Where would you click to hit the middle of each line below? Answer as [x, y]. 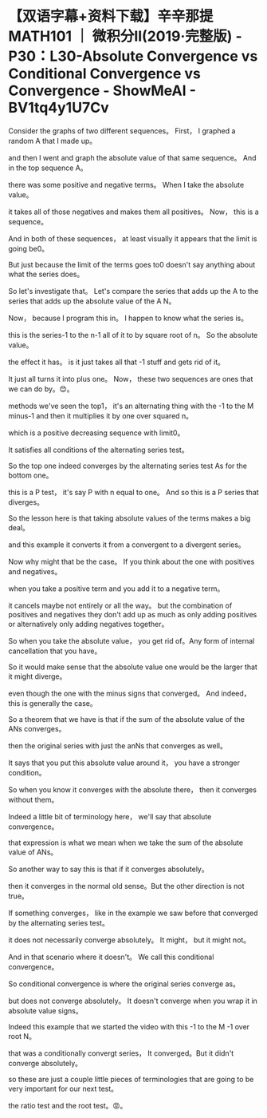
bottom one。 [31, 475]
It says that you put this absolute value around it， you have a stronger [124, 763]
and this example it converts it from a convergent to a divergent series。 [127, 545]
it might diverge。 [37, 676]
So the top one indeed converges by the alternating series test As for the [128, 466]
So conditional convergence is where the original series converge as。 [124, 984]
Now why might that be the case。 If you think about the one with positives [132, 561]
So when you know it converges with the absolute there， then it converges [133, 789]
